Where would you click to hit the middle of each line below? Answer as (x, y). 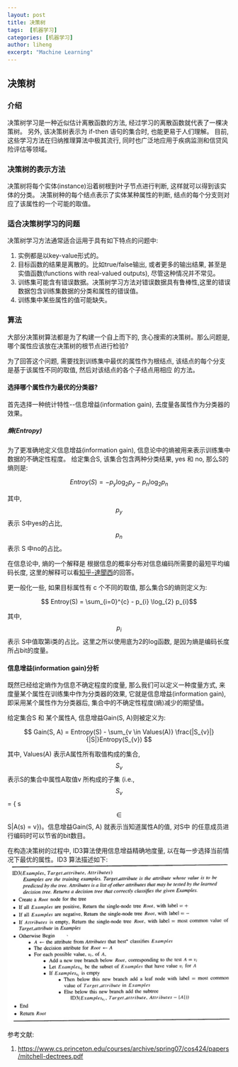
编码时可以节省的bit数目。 (51, 835)
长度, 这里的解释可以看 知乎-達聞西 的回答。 (75, 572)
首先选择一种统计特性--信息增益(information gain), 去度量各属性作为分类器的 (119, 404)
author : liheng (30, 45)
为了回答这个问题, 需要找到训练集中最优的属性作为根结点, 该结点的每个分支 (116, 361)
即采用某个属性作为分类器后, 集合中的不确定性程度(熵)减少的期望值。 (108, 703)
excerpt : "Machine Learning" (50, 52)
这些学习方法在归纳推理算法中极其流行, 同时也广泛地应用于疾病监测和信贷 (114, 140)
